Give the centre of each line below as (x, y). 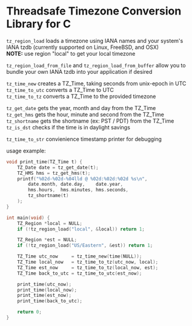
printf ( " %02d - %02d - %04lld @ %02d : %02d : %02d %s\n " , (82, 179)
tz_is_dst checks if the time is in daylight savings (68, 127)
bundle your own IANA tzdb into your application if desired (79, 71)
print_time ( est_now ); (44, 295)
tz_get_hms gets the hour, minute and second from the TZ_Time (85, 114)
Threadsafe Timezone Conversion (94, 11)
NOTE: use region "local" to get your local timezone (71, 53)
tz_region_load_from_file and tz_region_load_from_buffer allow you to (96, 65)
